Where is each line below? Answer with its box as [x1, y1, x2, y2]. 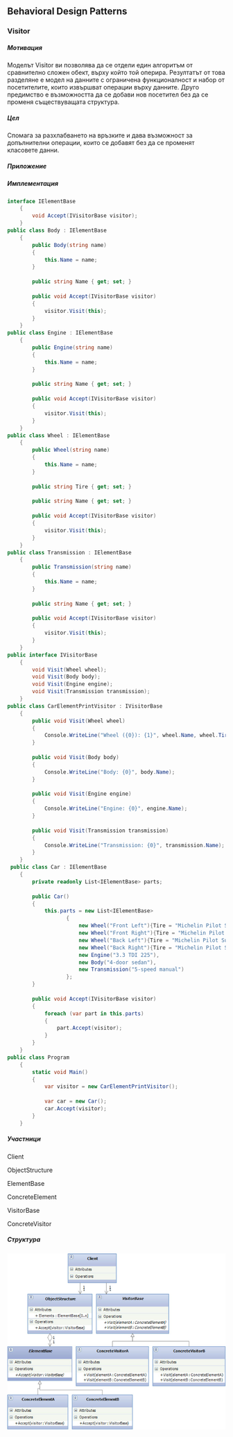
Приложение [7, 162, 47, 170]
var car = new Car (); [44, 1098, 107, 1105]
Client [7, 1152, 24, 1161]
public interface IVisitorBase [7, 652, 98, 658]
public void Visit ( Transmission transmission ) [32, 827, 169, 834]
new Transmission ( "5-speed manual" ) [78, 966, 185, 973]
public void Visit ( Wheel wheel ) [32, 717, 126, 724]
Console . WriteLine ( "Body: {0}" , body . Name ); [44, 768, 175, 776]
